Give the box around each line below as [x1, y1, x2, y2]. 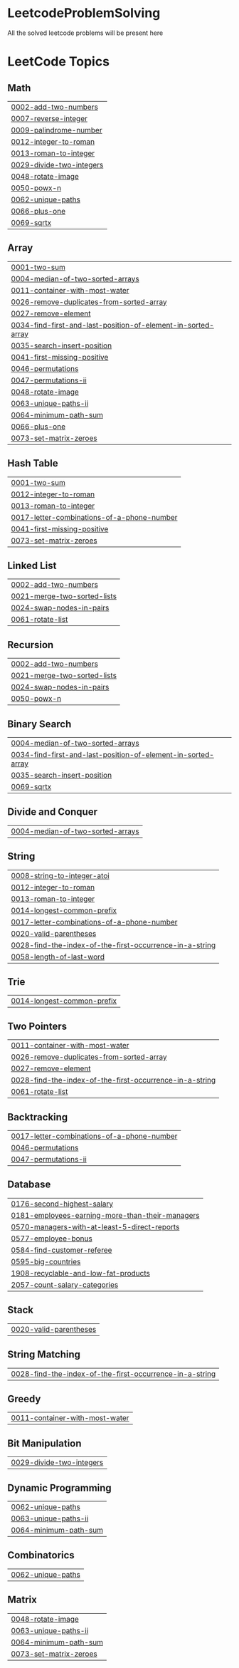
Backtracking [7, 1111, 68, 1123]
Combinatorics [7, 1549, 75, 1561]
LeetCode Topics [7, 53, 110, 70]
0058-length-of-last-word [11, 952, 105, 961]
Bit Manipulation [7, 1437, 82, 1449]
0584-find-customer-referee [11, 1245, 112, 1255]
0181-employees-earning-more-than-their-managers [11, 1210, 200, 1220]
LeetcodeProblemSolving [7, 5, 161, 21]
